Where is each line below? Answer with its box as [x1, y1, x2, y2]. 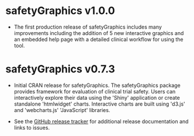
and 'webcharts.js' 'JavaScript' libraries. [13, 106, 110, 113]
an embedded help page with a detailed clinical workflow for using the [13, 36, 183, 43]
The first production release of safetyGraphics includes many [13, 23, 162, 30]
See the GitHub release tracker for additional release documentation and [13, 118, 189, 125]
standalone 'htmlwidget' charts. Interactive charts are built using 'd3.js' [13, 100, 185, 107]
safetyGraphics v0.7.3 [5, 62, 115, 76]
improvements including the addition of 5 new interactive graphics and [13, 29, 184, 36]
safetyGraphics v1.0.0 [5, 4, 115, 18]
